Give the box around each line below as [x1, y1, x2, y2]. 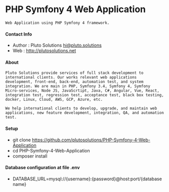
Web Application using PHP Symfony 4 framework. [5, 20, 110, 25]
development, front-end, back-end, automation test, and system [5, 80, 144, 85]
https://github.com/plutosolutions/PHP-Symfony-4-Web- [32, 137, 151, 143]
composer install [12, 153, 48, 159]
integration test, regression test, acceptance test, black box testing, [5, 93, 164, 98]
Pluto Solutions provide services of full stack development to [5, 70, 144, 75]
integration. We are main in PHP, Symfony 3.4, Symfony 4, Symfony [5, 84, 151, 89]
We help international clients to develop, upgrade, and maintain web [5, 106, 157, 111]
